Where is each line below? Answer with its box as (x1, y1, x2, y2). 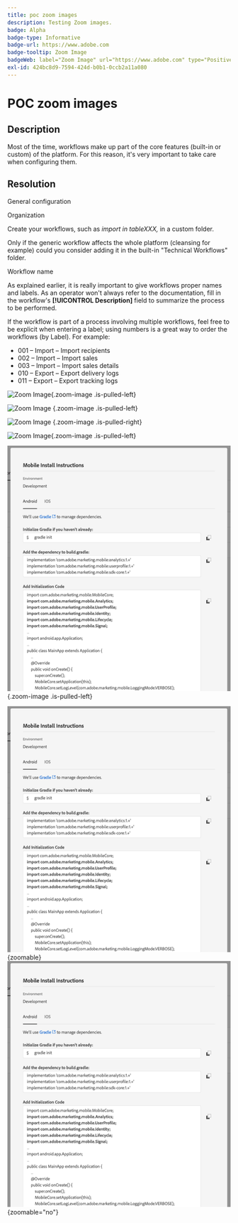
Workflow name (7, 267, 54, 276)
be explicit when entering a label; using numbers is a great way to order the (7, 325, 228, 333)
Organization (7, 210, 45, 219)
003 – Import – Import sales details (17, 361, 119, 369)
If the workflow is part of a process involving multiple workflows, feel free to (7, 317, 230, 326)
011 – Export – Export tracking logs (17, 376, 118, 385)
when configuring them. (7, 157, 78, 166)
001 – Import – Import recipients (17, 346, 110, 354)
